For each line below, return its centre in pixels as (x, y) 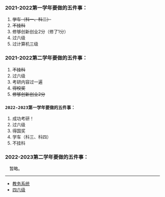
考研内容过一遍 (27, 82)
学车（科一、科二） (32, 19)
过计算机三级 (25, 44)
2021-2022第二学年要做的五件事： (46, 58)
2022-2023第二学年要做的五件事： (47, 157)
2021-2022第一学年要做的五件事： (46, 7)
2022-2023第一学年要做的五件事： (40, 107)
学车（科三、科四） (32, 137)
